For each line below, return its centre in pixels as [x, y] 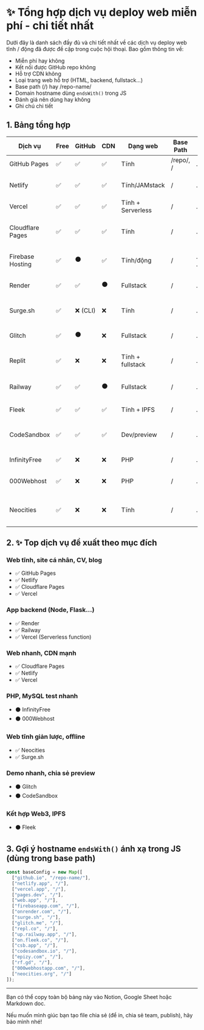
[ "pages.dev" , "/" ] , [38, 895]
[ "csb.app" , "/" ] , [35, 946]
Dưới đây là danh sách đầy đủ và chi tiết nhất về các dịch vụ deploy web [97, 43]
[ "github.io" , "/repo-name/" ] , [51, 877]
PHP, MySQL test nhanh [42, 696]
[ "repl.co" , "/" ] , [35, 929]
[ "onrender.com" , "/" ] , [42, 912]
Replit [18, 360]
